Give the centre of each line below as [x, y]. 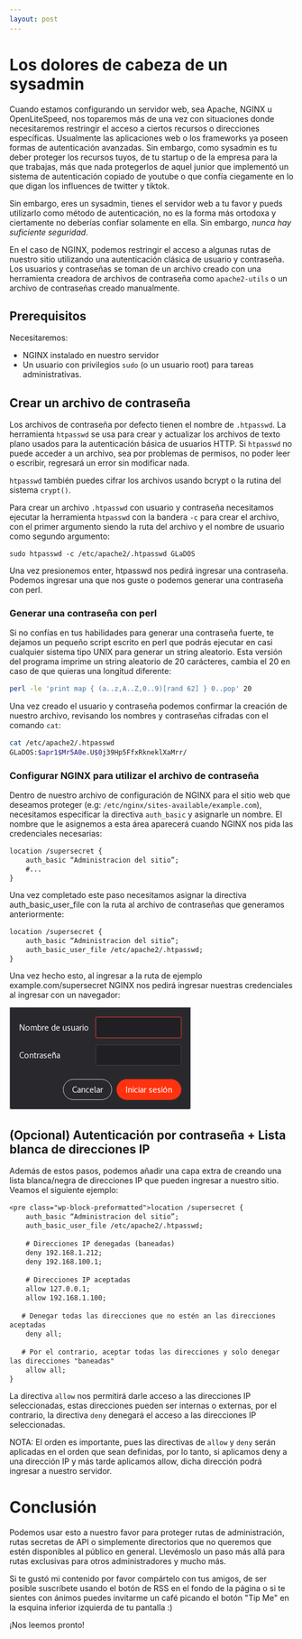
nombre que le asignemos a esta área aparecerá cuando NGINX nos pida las [151, 824]
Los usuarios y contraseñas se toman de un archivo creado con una [135, 269]
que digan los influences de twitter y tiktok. [89, 186]
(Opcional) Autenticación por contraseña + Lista [148, 1135]
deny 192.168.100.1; [64, 1262]
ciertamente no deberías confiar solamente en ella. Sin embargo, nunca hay [151, 222]
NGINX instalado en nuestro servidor [91, 356]
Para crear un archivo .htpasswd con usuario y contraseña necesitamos [142, 508]
